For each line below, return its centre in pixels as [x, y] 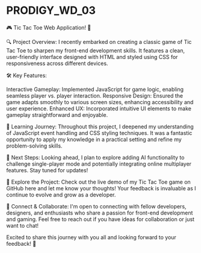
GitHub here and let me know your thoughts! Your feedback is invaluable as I [101, 188]
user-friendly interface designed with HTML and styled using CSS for [92, 57]
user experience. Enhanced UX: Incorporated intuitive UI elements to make [99, 108]
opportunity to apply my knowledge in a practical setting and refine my [94, 139]
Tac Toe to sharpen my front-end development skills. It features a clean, [96, 50]
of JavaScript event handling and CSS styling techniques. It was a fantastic [99, 133]
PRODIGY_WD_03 [51, 11]
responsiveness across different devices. [57, 63]
